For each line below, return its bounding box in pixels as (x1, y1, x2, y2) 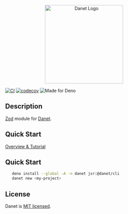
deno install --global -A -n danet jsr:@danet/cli (11, 171, 120, 176)
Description (5, 102, 42, 111)
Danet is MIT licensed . (5, 203, 51, 209)
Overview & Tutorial (5, 143, 46, 149)
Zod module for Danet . (5, 116, 52, 122)
